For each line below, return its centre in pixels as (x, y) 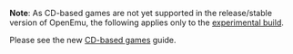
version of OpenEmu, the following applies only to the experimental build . (147, 22)
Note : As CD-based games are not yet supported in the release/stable (141, 13)
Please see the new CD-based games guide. (93, 40)
